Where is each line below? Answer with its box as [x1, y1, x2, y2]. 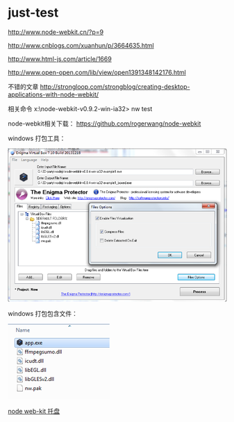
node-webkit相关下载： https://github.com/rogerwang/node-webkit [8, 119, 201, 128]
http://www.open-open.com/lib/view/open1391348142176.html [8, 68, 186, 76]
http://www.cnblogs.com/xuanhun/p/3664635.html [8, 41, 155, 49]
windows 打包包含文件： [8, 309, 78, 317]
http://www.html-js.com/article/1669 [8, 54, 112, 63]
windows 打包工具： [8, 134, 66, 142]
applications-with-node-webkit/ [8, 90, 99, 99]
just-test [8, 5, 59, 21]
